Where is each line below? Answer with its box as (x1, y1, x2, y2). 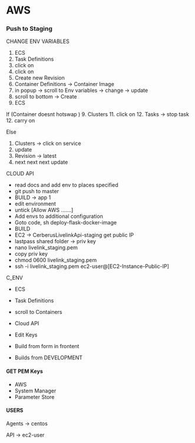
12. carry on (6, 117, 35, 124)
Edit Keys (14, 331, 38, 339)
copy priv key (14, 250, 48, 257)
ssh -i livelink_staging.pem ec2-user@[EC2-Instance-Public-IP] (14, 263, 170, 270)
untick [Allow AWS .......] (14, 207, 74, 214)
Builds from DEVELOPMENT (14, 354, 83, 361)
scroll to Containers (14, 309, 62, 316)
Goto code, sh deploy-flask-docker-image (14, 219, 117, 226)
